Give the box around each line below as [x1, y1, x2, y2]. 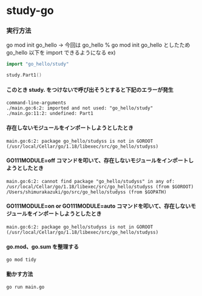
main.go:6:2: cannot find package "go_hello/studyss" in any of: [6, 178, 175, 184]
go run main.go [6, 284, 45, 291]
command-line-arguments [6, 100, 67, 106]
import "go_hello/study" [6, 61, 69, 67]
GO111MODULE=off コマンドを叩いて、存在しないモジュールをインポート [6, 157, 189, 164]
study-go [6, 4, 55, 18]
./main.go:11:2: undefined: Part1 [6, 111, 94, 117]
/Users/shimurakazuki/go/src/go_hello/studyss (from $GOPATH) [6, 189, 167, 195]
